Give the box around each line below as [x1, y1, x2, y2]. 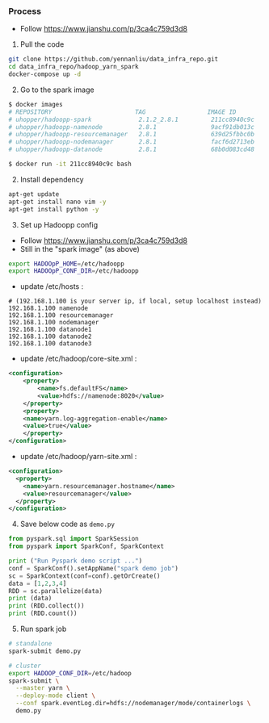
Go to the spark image [19, 85, 95, 94]
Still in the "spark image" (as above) [19, 244, 140, 253]
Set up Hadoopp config [19, 219, 99, 229]
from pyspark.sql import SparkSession [8, 535, 139, 543]
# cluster [8, 662, 42, 670]
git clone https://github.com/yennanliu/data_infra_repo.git [8, 55, 219, 64]
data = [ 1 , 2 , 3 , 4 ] [8, 579, 67, 587]
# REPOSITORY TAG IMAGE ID [8, 107, 237, 116]
